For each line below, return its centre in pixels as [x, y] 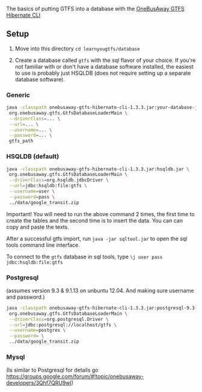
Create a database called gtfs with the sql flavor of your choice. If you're [105, 60]
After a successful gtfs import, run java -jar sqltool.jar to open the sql [97, 238]
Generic [18, 95]
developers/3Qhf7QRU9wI [39, 383]
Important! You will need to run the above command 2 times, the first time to [100, 214]
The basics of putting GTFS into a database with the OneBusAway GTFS [95, 9]
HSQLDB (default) [33, 157]
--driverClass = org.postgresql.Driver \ [59, 319]
